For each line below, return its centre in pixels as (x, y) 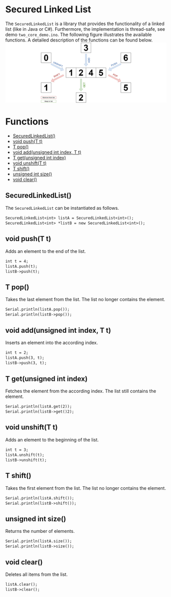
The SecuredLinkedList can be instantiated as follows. (62, 208)
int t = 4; (17, 261)
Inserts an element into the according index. (52, 343)
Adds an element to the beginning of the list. (52, 440)
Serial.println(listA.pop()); (38, 310)
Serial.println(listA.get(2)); (39, 406)
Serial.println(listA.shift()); (40, 498)
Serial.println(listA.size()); (39, 541)
